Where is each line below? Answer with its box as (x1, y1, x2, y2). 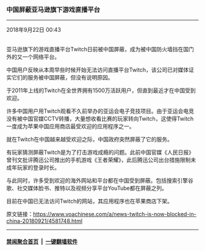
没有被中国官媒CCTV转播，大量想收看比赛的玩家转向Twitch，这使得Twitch (6, 115, 194, 123)
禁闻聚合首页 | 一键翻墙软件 (6, 238, 78, 245)
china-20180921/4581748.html (6, 217, 83, 225)
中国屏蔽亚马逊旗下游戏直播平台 (6, 5, 101, 13)
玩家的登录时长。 (16, 164, 60, 172)
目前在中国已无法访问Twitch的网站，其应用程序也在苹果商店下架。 (6, 197, 173, 205)
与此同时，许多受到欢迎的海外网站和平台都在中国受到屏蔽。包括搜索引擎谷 (6, 177, 193, 184)
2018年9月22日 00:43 (6, 26, 61, 34)
